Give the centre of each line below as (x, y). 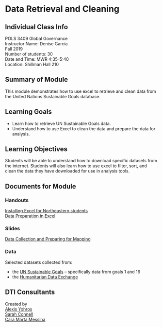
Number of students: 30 (29, 54)
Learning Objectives (36, 149)
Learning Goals (29, 112)
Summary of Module (37, 79)
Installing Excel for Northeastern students (47, 211)
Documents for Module (40, 186)
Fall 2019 (14, 49)
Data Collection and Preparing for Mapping (48, 239)
